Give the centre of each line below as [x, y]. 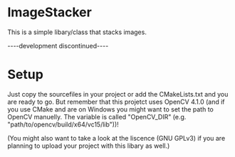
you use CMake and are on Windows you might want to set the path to [110, 109]
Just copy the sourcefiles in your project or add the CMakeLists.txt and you [118, 94]
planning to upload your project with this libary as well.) [89, 146]
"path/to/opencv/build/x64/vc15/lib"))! [63, 124]
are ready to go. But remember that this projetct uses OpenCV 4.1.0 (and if [116, 102]
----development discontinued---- [58, 45]
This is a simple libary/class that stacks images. [77, 32]
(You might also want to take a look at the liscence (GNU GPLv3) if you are [116, 138]
